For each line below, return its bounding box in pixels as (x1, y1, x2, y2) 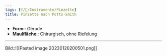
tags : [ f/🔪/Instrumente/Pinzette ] (5, 7, 77, 12)
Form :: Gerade (12, 25, 43, 31)
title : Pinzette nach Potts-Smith (5, 12, 77, 17)
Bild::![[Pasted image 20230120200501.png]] (5, 45, 97, 51)
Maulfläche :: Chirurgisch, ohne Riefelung (12, 31, 97, 37)
